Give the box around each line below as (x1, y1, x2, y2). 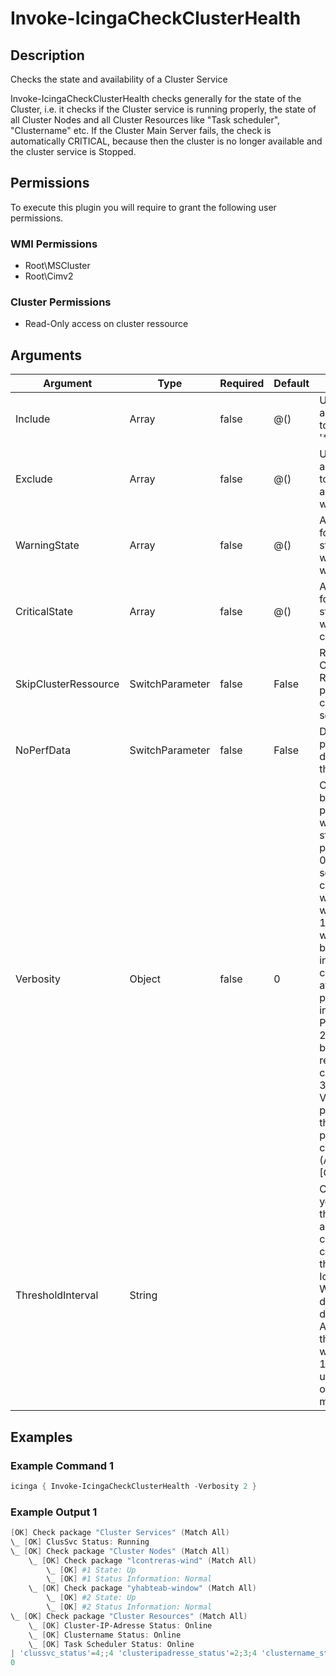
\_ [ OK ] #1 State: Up (46, 1565, 137, 1575)
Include (15, 412, 51, 426)
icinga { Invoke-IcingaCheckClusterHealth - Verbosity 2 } (10, 1481, 257, 1491)
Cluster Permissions (10, 295, 112, 309)
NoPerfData (15, 743, 72, 757)
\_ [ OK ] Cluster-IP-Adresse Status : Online (28, 1620, 213, 1631)
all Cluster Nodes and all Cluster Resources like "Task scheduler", (10, 114, 281, 126)
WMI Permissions (10, 237, 98, 251)
